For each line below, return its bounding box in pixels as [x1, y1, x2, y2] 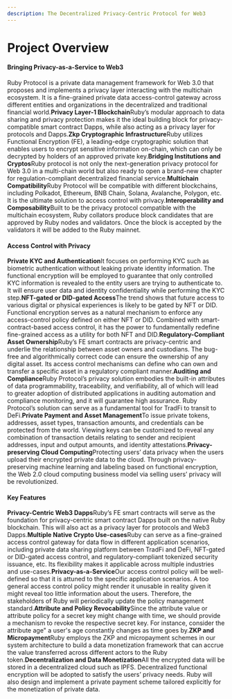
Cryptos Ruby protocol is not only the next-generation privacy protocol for [7, 160, 218, 168]
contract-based [7, 323, 52, 332]
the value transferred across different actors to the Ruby [7, 648, 168, 657]
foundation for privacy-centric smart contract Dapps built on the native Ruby [7, 516, 226, 525]
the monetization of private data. [7, 685, 100, 693]
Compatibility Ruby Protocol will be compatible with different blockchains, [7, 181, 218, 190]
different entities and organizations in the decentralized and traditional [7, 101, 208, 109]
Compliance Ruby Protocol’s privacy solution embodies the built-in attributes [7, 374, 226, 383]
